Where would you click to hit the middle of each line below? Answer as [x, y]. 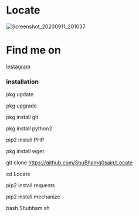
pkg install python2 [29, 129]
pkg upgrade [21, 106]
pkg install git [22, 117]
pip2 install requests [30, 185]
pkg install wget [25, 151]
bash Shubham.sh [28, 208]
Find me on [34, 50]
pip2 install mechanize [33, 197]
